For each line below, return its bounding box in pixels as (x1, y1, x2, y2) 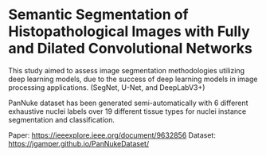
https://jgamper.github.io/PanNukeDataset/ (8, 138, 150, 148)
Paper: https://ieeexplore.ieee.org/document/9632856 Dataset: (8, 130, 217, 140)
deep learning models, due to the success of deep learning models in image (8, 74, 258, 84)
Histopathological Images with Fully (8, 22, 251, 41)
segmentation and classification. (8, 115, 115, 124)
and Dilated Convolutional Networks (8, 40, 252, 57)
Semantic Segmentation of (8, 6, 189, 24)
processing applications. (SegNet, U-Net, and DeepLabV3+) (8, 82, 205, 92)
